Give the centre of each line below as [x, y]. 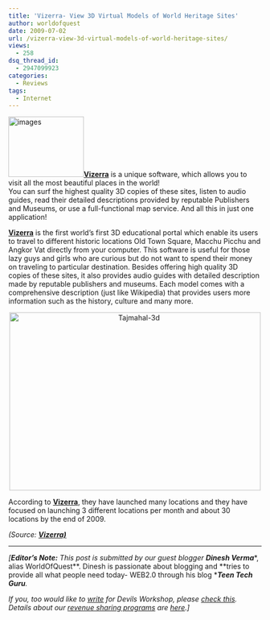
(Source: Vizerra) [37, 535]
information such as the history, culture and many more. [101, 301]
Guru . [18, 584]
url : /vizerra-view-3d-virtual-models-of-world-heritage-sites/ [118, 38]
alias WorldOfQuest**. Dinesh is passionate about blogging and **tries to [129, 566]
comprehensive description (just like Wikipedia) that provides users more [129, 293]
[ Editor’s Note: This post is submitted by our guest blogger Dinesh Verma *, [134, 558]
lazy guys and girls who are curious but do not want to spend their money [131, 258]
